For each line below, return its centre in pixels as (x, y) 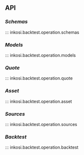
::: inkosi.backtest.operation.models (41, 55)
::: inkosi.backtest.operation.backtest (42, 147)
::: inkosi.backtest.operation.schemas (42, 32)
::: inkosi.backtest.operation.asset (39, 101)
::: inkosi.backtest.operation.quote (39, 78)
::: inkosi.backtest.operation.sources (41, 124)
